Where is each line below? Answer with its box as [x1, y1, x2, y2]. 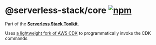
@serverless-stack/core [5, 5, 107, 16]
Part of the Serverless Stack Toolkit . [5, 21, 79, 27]
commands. [5, 35, 29, 41]
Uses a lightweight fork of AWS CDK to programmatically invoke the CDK [5, 30, 151, 36]
